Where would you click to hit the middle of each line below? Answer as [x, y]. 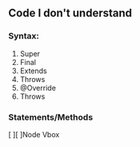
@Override [38, 88]
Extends [33, 71]
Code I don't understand [70, 13]
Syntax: [24, 36]
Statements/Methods [51, 117]
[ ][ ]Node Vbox [34, 134]
